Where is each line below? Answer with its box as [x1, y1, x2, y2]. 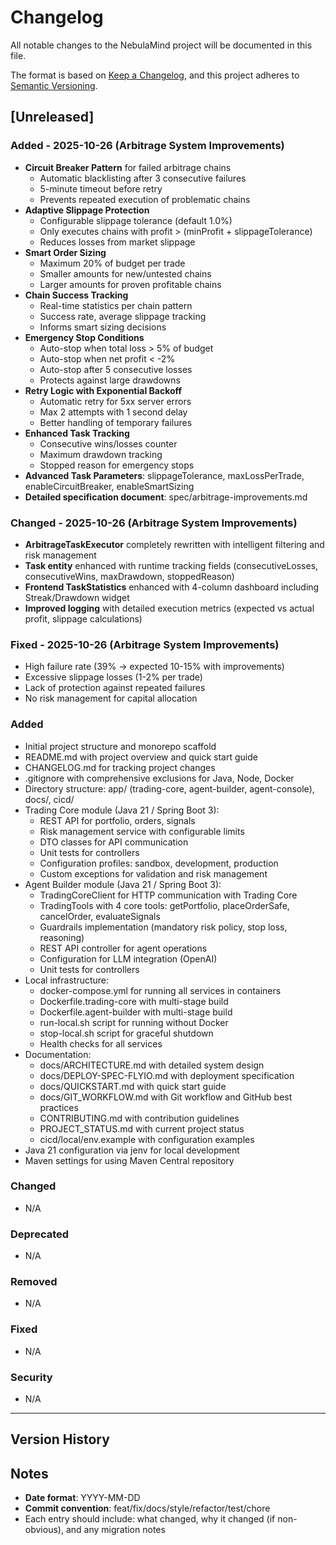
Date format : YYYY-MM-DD [24, 1492, 141, 1504]
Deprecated [10, 1227, 70, 1241]
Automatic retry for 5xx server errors [39, 395, 192, 407]
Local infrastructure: [24, 974, 110, 986]
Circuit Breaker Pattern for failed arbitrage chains [24, 161, 232, 173]
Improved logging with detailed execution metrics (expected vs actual [24, 602, 315, 614]
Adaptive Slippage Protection [24, 204, 150, 216]
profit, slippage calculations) [24, 612, 143, 625]
